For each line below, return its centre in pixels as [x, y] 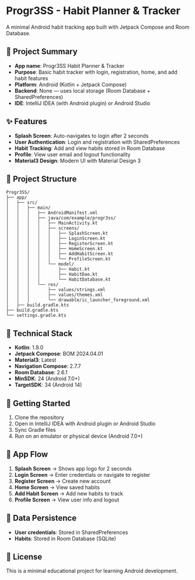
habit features [31, 78]
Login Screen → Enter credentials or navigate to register [82, 475]
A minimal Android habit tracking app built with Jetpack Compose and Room [98, 27]
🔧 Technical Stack [39, 333]
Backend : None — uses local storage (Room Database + [82, 91]
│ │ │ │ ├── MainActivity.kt [52, 223]
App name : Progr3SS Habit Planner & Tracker [69, 66]
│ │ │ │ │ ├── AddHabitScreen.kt [60, 254]
